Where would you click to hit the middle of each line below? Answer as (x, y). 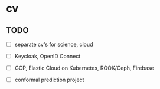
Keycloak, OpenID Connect (48, 56)
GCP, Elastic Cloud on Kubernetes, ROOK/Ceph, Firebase (84, 68)
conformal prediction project (49, 80)
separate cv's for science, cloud (54, 44)
